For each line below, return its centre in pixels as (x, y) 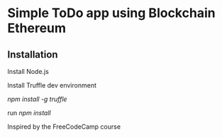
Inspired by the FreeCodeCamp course (64, 127)
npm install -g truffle (37, 99)
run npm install (29, 113)
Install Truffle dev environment (52, 85)
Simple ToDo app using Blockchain (111, 13)
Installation (33, 54)
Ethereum (37, 28)
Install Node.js (28, 71)
